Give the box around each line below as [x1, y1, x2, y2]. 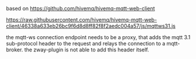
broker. [6, 46, 23, 53]
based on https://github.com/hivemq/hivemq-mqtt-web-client [6, 5, 155, 12]
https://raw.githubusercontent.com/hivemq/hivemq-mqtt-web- [6, 16, 157, 23]
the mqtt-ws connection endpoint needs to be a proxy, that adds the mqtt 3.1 [6, 34, 191, 40]
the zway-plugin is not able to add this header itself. [24, 46, 149, 53]
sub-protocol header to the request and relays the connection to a [6, 40, 166, 47]
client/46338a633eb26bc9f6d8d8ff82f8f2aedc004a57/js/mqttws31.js [6, 23, 176, 29]
